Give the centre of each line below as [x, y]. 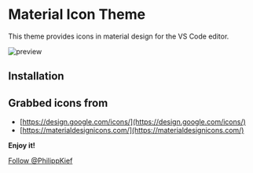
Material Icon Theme [77, 15]
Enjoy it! [22, 145]
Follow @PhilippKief [40, 161]
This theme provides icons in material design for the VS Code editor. [119, 36]
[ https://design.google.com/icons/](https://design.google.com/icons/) [132, 122]
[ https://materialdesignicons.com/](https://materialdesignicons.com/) [132, 131]
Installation [36, 76]
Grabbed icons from [58, 103]
